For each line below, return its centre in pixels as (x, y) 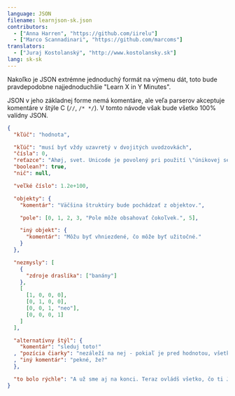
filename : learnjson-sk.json (50, 20)
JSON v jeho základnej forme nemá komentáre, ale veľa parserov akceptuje (116, 100)
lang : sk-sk (24, 60)
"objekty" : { (33, 198)
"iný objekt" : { (44, 231)
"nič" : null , (33, 173)
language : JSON (29, 14)
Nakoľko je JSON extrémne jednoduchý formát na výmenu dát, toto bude (113, 79)
